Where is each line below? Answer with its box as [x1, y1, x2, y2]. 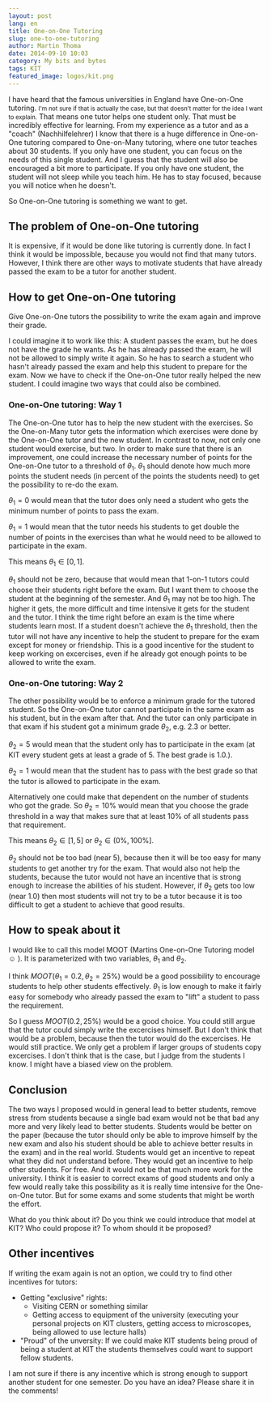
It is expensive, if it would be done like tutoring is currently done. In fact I [8, 241, 251, 251]
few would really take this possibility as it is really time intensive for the [8, 1182, 245, 1191]
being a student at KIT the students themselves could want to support [19, 1344, 253, 1353]
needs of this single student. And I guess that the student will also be [8, 155, 239, 164]
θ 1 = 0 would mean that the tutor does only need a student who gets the [8, 496, 249, 507]
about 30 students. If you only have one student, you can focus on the [8, 146, 243, 156]
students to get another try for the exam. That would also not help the [8, 863, 240, 873]
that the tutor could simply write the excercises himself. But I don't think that [8, 1025, 263, 1035]
